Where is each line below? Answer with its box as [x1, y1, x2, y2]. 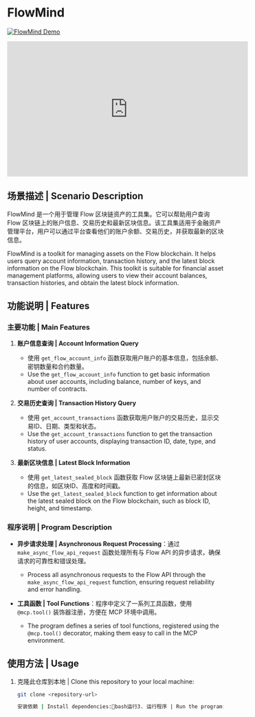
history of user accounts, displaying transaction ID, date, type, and [27, 437, 217, 446]
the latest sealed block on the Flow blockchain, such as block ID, [27, 497, 211, 505]
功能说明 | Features [7, 300, 90, 312]
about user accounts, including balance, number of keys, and [27, 378, 201, 386]
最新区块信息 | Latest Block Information [16, 459, 131, 467]
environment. [27, 636, 65, 644]
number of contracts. [27, 385, 88, 393]
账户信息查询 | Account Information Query [16, 339, 139, 348]
